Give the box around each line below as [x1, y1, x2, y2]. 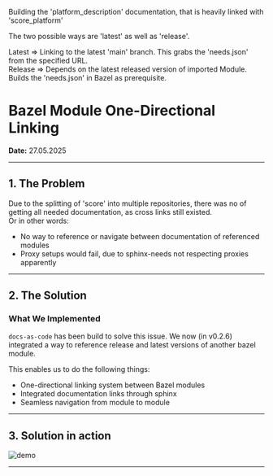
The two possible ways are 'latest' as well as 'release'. [8, 32, 190, 41]
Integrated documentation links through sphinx [19, 389, 177, 399]
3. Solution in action [8, 429, 111, 443]
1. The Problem [8, 177, 85, 190]
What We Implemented [8, 313, 102, 325]
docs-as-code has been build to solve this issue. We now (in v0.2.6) [8, 331, 233, 341]
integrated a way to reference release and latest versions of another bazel [8, 340, 256, 350]
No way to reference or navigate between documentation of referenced [19, 231, 260, 241]
